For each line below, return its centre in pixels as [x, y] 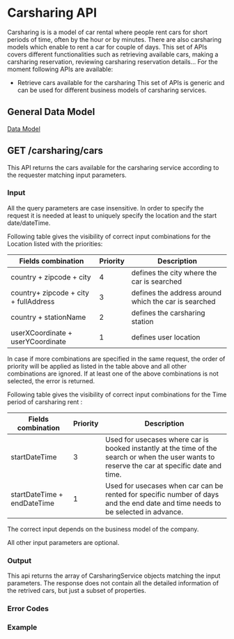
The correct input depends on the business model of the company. [103, 529]
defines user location [166, 337]
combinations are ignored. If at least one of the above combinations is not [113, 374]
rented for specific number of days [162, 494]
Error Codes [28, 609]
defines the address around [176, 293]
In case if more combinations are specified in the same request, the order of [116, 359]
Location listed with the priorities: [55, 244]
